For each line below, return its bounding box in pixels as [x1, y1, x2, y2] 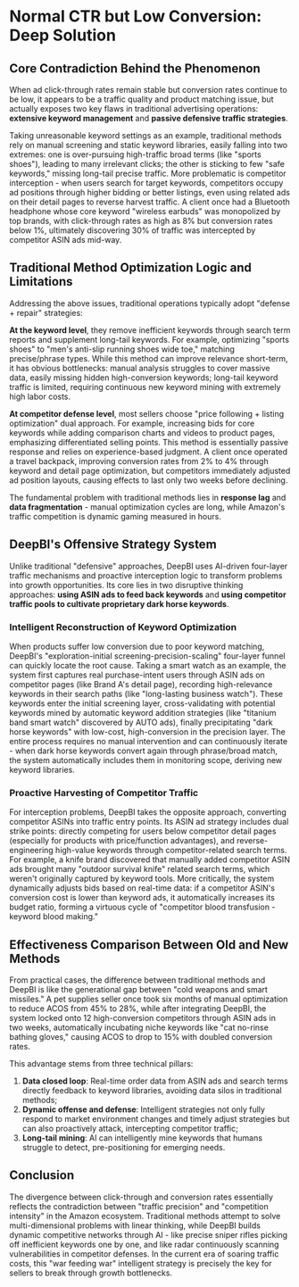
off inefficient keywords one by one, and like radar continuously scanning [9, 1239, 279, 1250]
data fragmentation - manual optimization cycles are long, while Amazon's [9, 502, 286, 512]
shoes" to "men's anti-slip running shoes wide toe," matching [9, 344, 235, 354]
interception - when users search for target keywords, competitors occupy [9, 178, 284, 188]
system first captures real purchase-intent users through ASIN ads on [9, 669, 265, 680]
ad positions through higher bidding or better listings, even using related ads [9, 187, 290, 197]
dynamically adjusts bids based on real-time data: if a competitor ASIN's [9, 883, 275, 893]
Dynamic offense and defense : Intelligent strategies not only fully [21, 1104, 266, 1115]
